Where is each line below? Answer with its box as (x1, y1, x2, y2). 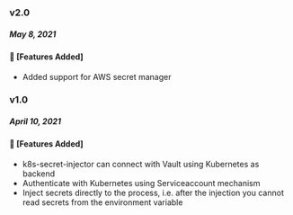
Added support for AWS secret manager (22, 71, 172, 82)
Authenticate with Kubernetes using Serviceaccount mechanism (22, 178, 261, 188)
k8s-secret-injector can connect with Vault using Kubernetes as (22, 159, 260, 169)
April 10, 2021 (9, 116, 61, 127)
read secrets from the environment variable (22, 197, 183, 208)
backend (22, 168, 56, 179)
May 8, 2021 (9, 29, 57, 40)
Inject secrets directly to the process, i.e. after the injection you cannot (22, 187, 285, 198)
